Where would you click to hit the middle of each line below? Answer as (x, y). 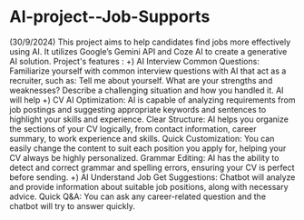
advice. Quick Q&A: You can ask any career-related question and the (137, 196)
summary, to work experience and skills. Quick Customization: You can (142, 138)
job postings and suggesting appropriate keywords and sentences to (138, 109)
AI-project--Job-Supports (110, 17)
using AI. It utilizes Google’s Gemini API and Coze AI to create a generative (148, 51)
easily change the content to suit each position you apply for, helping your (148, 148)
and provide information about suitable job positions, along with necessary (149, 186)
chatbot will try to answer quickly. (73, 205)
